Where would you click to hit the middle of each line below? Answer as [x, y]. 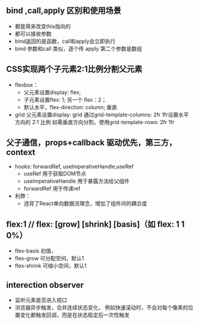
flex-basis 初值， [35, 251]
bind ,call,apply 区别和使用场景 [64, 11]
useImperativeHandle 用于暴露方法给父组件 [76, 181]
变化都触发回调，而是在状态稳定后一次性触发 [75, 315]
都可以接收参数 [33, 33]
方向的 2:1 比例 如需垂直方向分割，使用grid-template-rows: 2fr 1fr [95, 122]
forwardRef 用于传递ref [52, 189]
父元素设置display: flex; [52, 92]
